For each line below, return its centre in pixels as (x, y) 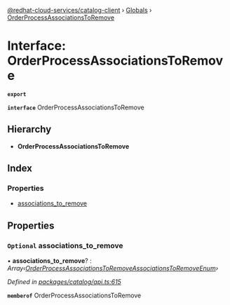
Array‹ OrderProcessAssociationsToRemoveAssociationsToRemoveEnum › (113, 269)
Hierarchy (29, 129)
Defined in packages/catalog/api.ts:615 (64, 282)
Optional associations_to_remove (65, 245)
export (17, 94)
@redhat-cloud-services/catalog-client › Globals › (80, 10)
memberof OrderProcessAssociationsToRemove (74, 296)
